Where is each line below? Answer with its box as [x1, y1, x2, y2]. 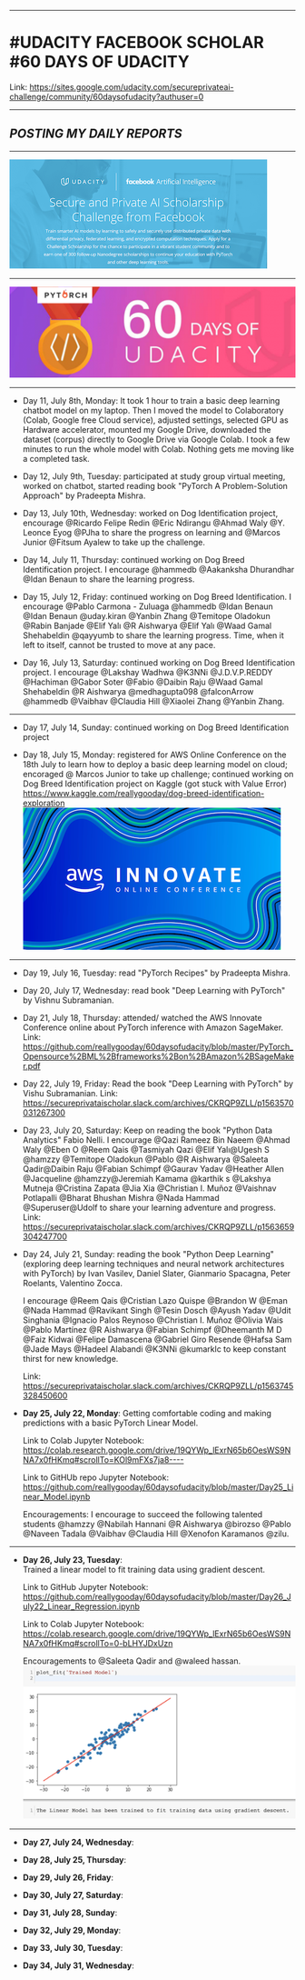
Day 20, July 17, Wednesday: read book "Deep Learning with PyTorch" [22, 985, 286, 996]
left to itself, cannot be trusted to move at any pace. [22, 640, 216, 651]
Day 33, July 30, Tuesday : [22, 1943, 123, 1954]
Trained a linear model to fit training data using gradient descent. [22, 1565, 266, 1575]
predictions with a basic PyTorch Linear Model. [22, 1417, 199, 1428]
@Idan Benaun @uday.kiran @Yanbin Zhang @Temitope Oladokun [22, 611, 271, 622]
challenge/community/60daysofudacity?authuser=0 [9, 91, 204, 102]
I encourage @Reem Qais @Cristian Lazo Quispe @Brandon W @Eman [22, 1295, 288, 1306]
